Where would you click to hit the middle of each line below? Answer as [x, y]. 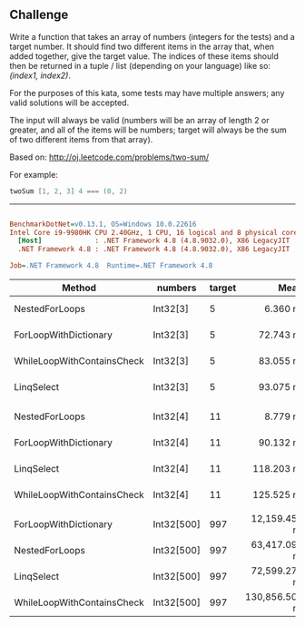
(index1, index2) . [40, 75]
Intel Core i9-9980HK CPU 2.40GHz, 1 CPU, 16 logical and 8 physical [144, 232]
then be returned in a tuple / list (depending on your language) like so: [140, 65]
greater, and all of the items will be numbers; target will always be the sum [148, 130]
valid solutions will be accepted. [69, 103]
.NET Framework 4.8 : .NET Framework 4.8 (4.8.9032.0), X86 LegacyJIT [154, 249]
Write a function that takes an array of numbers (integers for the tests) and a [152, 36]
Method [79, 288]
